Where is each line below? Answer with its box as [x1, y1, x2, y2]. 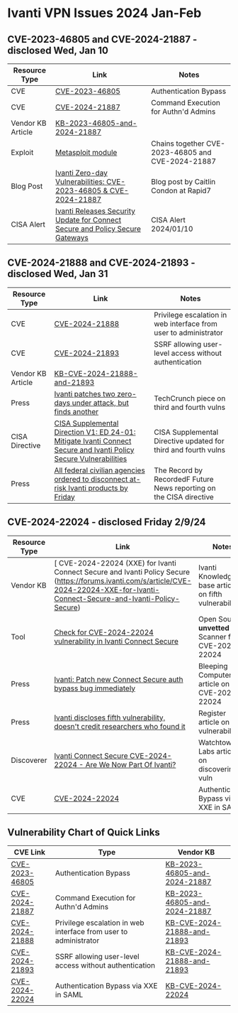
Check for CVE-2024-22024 [54, 627, 154, 637]
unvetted [198, 623, 229, 633]
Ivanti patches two [54, 389, 115, 399]
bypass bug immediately [54, 683, 136, 693]
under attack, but [72, 398, 129, 408]
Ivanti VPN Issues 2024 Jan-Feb [7, 5, 202, 21]
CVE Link [13, 847, 46, 857]
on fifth [198, 589, 222, 599]
